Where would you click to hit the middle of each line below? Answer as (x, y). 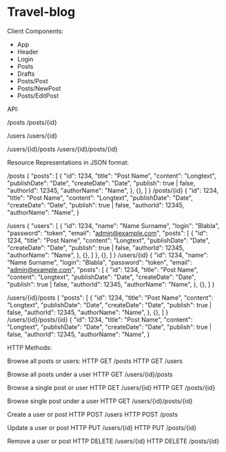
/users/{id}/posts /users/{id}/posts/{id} (63, 149)
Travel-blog (41, 12)
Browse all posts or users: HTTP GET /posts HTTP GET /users (95, 361)
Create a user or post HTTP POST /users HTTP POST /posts (92, 414)
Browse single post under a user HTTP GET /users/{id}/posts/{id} (100, 401)
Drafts (26, 74)
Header (28, 52)
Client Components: (35, 31)
